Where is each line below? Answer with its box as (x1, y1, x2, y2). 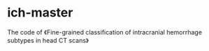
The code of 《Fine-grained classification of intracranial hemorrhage (7, 28, 203, 36)
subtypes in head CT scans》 (7, 36, 89, 44)
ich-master (7, 5, 73, 21)
